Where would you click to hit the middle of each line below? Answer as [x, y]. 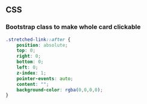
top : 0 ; [26, 50]
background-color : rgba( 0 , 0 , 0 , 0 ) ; [60, 90]
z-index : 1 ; [31, 73]
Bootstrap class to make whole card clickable [73, 27]
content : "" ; [33, 84]
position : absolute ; [42, 45]
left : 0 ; [27, 68]
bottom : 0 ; [30, 62]
